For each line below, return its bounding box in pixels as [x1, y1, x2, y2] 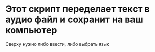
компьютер [5, 25, 57, 36]
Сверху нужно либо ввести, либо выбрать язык [5, 41, 109, 47]
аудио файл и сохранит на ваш [5, 14, 143, 25]
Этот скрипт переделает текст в [5, 3, 150, 15]
